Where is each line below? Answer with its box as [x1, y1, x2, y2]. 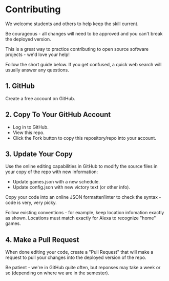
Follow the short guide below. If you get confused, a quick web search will [5, 61, 162, 67]
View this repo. [12, 129, 45, 136]
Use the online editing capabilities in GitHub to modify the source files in [5, 163, 158, 170]
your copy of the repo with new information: [5, 168, 98, 175]
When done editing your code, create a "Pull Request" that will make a [5, 249, 154, 255]
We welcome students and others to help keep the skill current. [5, 21, 139, 27]
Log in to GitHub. [12, 124, 49, 130]
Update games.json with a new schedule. [12, 179, 100, 185]
